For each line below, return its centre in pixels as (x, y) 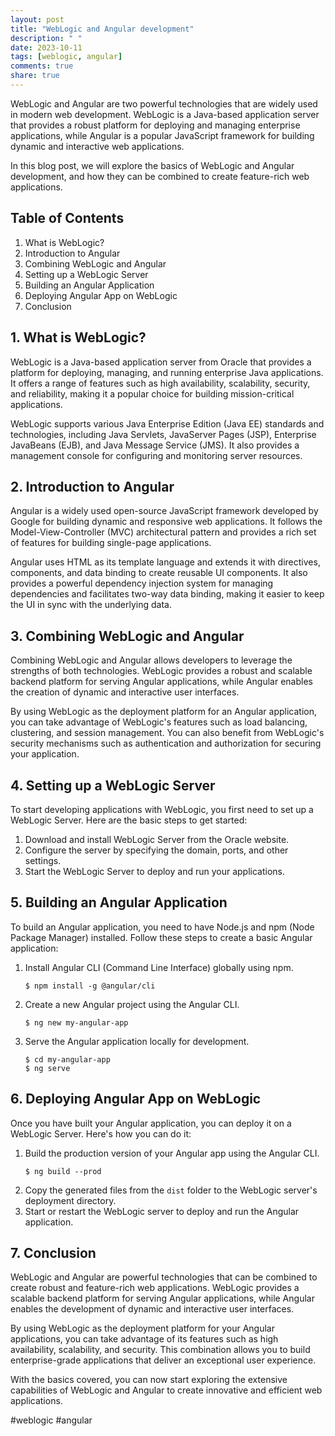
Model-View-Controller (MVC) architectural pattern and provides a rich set (163, 532)
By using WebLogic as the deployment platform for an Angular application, (163, 712)
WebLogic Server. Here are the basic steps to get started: (129, 820)
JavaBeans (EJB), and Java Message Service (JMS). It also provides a (155, 445)
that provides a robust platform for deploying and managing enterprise (155, 125)
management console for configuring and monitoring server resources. (156, 455)
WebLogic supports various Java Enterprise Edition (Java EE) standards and (167, 423)
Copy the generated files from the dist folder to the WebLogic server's (171, 1190)
